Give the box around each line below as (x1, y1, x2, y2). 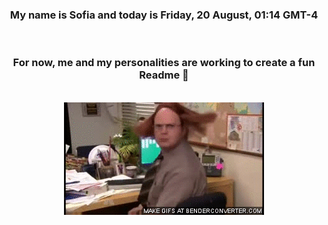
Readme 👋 (139, 68, 189, 82)
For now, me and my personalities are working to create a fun (12, 56, 316, 70)
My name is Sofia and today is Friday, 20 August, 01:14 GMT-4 (9, 8, 319, 22)
